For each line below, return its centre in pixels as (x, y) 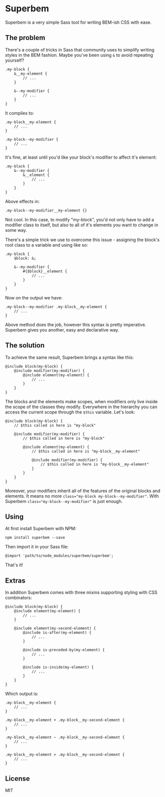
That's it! (14, 565)
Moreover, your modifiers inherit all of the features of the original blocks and (83, 491)
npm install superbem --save (35, 538)
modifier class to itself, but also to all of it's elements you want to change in (82, 225)
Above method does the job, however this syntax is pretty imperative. (76, 325)
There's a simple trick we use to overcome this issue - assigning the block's (82, 240)
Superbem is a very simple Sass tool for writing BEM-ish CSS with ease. (78, 22)
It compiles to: (20, 113)
